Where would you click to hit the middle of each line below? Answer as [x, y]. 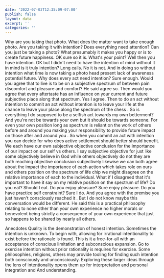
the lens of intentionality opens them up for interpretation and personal [76, 265]
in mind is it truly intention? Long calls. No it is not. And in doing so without [80, 68]
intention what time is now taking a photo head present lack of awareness [80, 73]
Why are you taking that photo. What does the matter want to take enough [80, 42]
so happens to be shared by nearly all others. [51, 219]
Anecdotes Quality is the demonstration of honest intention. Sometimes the [81, 228]
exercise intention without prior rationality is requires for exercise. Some [78, 249]
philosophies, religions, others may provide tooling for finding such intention [82, 254]
